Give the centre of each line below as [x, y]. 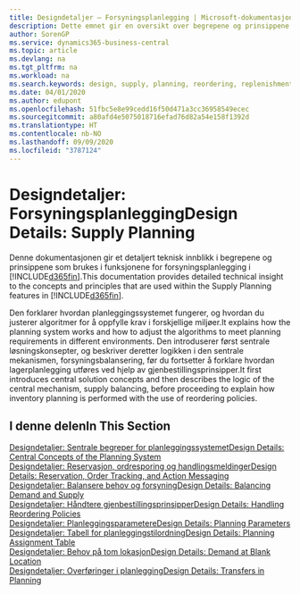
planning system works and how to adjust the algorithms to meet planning [145, 331]
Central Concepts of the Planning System [85, 457]
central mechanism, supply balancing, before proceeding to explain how [142, 389]
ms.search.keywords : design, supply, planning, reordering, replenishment [151, 84]
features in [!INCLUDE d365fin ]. [67, 295]
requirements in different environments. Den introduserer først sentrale [140, 341]
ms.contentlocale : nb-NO [55, 134]
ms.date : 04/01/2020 [48, 92]
